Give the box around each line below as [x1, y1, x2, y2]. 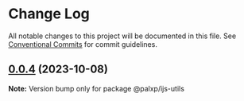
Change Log [8, 5, 90, 23]
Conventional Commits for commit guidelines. [8, 39, 157, 49]
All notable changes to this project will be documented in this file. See [8, 31, 237, 41]
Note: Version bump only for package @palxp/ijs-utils [8, 84, 185, 93]
